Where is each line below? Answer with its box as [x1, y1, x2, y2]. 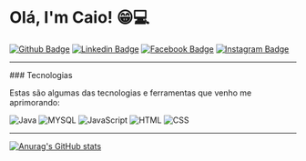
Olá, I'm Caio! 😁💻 [9, 7, 150, 28]
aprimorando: [9, 96, 61, 107]
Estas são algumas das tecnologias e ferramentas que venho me [9, 87, 252, 98]
